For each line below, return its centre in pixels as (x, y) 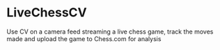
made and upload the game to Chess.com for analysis (84, 38)
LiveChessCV (47, 13)
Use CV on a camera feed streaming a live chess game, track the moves (110, 32)
